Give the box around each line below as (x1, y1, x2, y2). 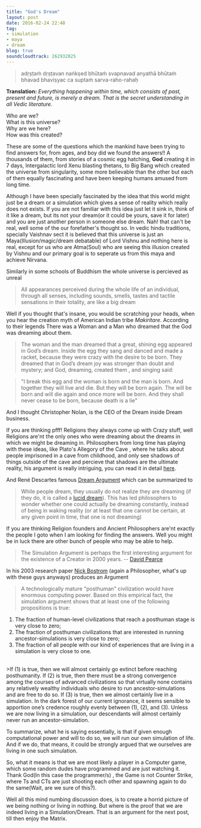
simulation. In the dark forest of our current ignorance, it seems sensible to (6, 697, 190, 704)
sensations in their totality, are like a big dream (20, 298, 136, 305)
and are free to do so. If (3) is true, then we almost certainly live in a (6, 691, 173, 698)
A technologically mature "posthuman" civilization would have (20, 585, 174, 592)
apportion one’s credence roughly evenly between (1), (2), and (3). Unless (6, 703, 188, 711)
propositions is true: (20, 604, 71, 611)
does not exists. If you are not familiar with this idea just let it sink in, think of (6, 205, 194, 213)
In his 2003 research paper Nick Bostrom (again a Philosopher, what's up (6, 567, 187, 574)
